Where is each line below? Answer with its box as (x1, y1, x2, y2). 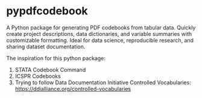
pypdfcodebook (6, 4, 89, 18)
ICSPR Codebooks (14, 72, 62, 79)
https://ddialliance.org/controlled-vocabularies (14, 85, 131, 92)
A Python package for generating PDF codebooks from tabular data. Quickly (6, 24, 196, 31)
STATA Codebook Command (14, 66, 86, 73)
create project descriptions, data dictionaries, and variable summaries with (6, 30, 192, 37)
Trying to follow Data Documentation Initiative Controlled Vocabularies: (14, 79, 191, 86)
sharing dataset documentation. (6, 43, 86, 50)
